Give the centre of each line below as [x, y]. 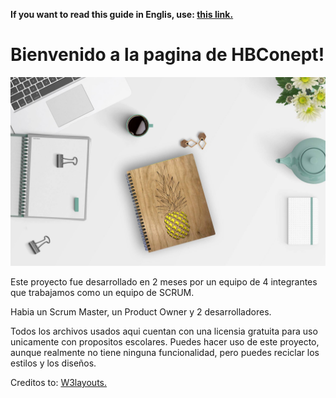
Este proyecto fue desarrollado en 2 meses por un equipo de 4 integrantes [164, 282]
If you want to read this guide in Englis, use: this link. [122, 14]
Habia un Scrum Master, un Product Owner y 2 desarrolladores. [141, 312]
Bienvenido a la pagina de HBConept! [167, 55]
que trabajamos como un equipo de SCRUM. [102, 293]
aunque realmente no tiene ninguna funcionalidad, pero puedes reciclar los [165, 353]
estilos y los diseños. [53, 363]
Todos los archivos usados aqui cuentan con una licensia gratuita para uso [164, 331]
